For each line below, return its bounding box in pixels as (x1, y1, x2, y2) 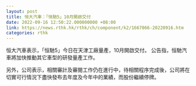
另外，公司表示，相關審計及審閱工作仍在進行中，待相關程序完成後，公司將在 (6, 66, 190, 73)
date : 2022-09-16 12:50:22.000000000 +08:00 (6, 19, 116, 25)
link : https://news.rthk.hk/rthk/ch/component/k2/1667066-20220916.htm (6, 24, 184, 31)
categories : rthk (6, 30, 48, 36)
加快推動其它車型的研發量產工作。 (16, 54, 98, 61)
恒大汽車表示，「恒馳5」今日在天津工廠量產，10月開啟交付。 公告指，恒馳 (6, 47, 182, 54)
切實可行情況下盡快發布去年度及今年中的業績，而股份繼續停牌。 (6, 74, 159, 81)
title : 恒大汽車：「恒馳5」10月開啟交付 (6, 14, 92, 20)
